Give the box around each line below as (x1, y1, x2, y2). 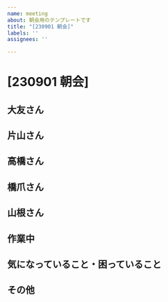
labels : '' (7, 29, 39, 37)
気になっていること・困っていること (7, 258, 162, 271)
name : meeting (7, 10, 49, 17)
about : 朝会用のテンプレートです (7, 17, 92, 24)
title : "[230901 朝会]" (7, 23, 74, 30)
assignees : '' (7, 36, 49, 43)
